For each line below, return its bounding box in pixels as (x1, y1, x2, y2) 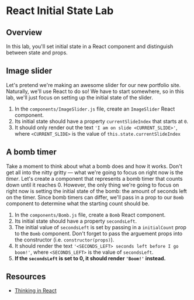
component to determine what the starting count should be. (6, 200, 150, 207)
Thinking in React (14, 287, 57, 294)
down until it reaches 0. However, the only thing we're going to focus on (6, 181, 179, 188)
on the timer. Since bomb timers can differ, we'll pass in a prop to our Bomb (6, 194, 184, 201)
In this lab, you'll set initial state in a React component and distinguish (6, 43, 174, 50)
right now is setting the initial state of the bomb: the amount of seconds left (6, 187, 187, 194)
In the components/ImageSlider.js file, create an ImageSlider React (14, 105, 175, 112)
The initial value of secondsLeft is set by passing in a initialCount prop (14, 223, 187, 230)
